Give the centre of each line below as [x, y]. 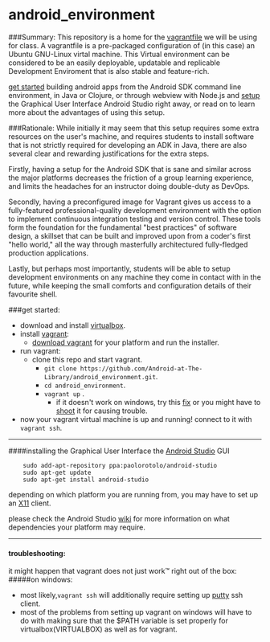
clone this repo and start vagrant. [87, 359]
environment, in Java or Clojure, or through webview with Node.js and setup [134, 95]
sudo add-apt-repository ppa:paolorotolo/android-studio [120, 465]
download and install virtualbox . [73, 325]
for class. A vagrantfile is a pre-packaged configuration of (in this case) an [132, 45]
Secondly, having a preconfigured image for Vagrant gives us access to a [130, 202]
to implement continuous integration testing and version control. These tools [135, 219]
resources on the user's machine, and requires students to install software [131, 136]
